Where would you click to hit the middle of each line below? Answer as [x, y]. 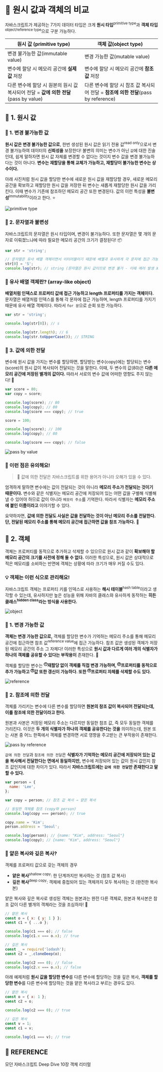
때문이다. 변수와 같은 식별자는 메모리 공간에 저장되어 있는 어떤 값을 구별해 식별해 [81, 493]
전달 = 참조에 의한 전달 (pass [121, 93]
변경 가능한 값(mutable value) [117, 56]
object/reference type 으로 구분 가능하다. [41, 31]
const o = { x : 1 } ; [26, 997]
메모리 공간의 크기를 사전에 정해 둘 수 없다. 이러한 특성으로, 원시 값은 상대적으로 [79, 558]
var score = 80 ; [21, 389]
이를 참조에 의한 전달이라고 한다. [35, 713]
